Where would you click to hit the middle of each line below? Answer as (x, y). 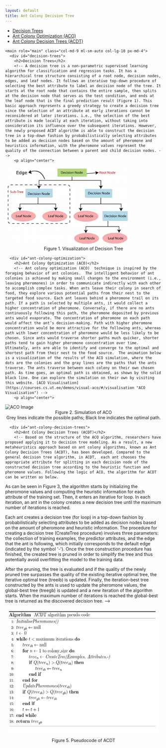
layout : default (22, 10)
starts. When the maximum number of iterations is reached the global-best (82, 596)
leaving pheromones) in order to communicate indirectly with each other (83, 283)
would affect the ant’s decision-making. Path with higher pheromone (79, 323)
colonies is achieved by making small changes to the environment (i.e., (83, 278)
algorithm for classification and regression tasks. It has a (71, 71)
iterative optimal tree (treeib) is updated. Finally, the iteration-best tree (77, 580)
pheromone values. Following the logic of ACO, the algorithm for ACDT (81, 472)
